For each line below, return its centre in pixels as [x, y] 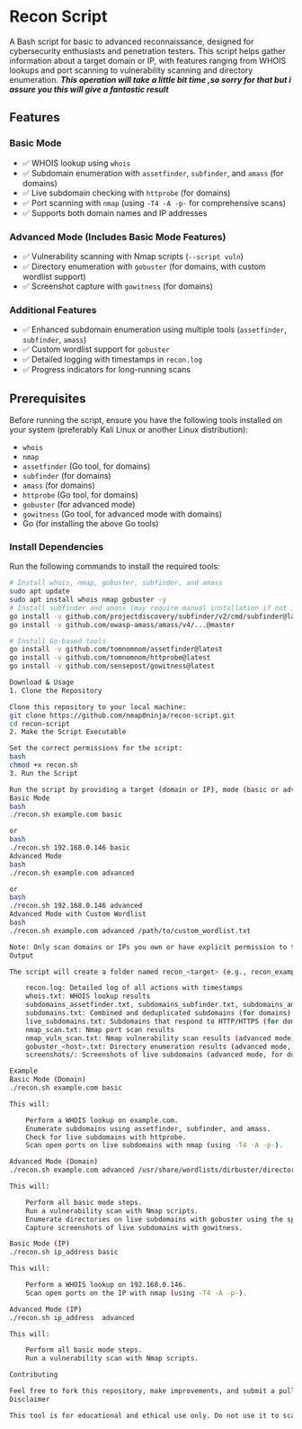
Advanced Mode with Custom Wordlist [78, 914]
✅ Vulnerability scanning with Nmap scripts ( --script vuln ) [133, 256]
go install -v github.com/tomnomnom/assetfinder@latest [116, 650]
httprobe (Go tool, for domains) [80, 495]
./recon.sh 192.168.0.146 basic [70, 848]
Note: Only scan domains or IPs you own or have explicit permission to [148, 947]
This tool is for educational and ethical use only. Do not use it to [144, 1416]
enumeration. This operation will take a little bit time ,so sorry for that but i [151, 79]
